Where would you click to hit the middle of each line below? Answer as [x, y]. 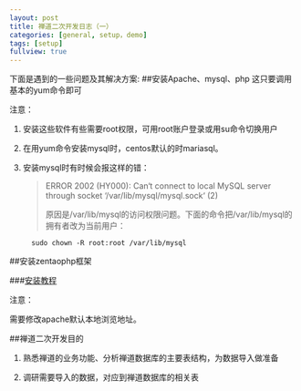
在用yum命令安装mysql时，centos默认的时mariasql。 [123, 149]
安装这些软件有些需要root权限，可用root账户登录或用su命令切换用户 [150, 129]
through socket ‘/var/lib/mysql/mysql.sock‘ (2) [132, 196]
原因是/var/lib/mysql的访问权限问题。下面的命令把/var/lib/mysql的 [169, 214]
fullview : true [38, 52]
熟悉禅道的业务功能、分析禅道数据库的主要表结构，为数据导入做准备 [150, 358]
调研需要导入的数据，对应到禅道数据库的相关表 [110, 377]
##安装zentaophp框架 [51, 262]
